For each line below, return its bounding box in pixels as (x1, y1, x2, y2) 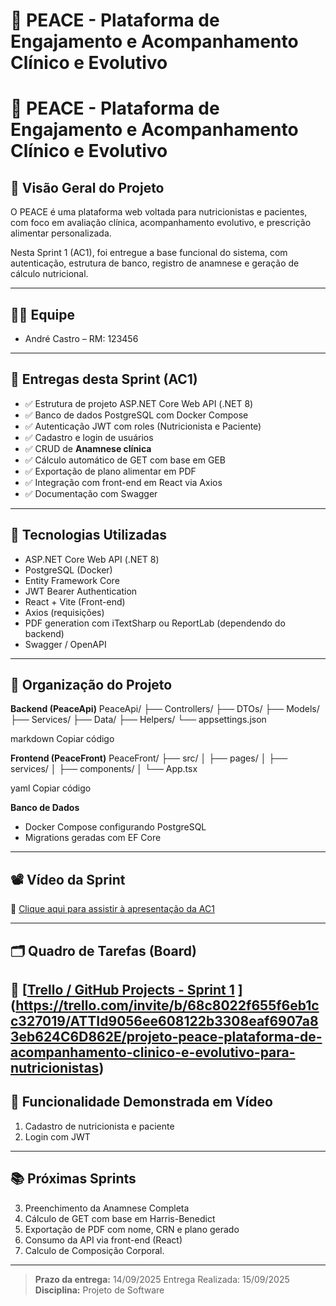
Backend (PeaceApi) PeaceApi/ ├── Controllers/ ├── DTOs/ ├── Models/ (10, 703, 320, 715)
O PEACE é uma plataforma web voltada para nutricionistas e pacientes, (10, 206, 308, 218)
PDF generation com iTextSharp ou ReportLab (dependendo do (24, 617, 286, 629)
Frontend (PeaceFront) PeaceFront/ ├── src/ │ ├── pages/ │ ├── (10, 752, 288, 764)
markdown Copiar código (10, 733, 115, 745)
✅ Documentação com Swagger (24, 487, 158, 499)
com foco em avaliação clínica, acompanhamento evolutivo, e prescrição (10, 217, 312, 229)
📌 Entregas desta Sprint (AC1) (10, 371, 198, 388)
